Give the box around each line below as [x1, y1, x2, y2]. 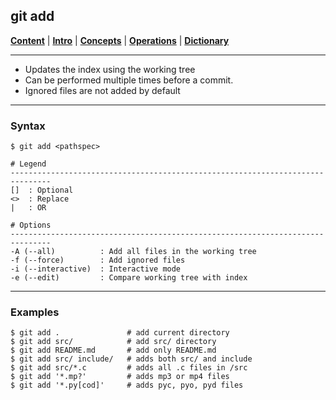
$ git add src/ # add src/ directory [10, 337, 217, 347]
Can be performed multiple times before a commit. [24, 74, 234, 86]
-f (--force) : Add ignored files [10, 255, 186, 266]
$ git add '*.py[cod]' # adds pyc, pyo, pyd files [10, 380, 244, 391]
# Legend [10, 159, 47, 169]
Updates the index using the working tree [24, 63, 196, 75]
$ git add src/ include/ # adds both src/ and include [10, 354, 253, 364]
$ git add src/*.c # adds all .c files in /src [10, 363, 248, 373]
